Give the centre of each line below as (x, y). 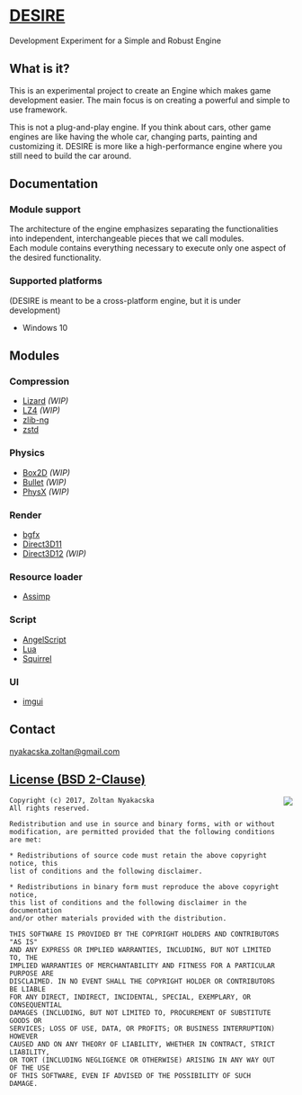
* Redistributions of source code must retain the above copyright (138, 855)
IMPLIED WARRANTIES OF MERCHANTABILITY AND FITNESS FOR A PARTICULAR (142, 966)
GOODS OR (26, 1020)
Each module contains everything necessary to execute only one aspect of (148, 248)
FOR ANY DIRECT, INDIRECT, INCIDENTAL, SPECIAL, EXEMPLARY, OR (130, 997)
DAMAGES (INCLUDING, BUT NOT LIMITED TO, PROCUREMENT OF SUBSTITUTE (140, 1012)
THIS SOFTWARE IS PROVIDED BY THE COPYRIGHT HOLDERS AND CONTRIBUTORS (144, 934)
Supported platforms (56, 281)
